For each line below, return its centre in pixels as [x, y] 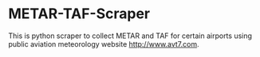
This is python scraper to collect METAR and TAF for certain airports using [130, 36]
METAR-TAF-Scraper [79, 14]
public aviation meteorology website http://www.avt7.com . [104, 44]
